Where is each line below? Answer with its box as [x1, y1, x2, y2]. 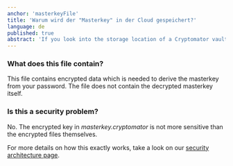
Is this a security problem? [7, 107, 98, 117]
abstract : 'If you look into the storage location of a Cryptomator [7, 36, 209, 43]
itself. [7, 90, 23, 98]
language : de [7, 23, 45, 30]
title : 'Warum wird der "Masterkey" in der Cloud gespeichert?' [7, 17, 197, 24]
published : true [7, 29, 54, 37]
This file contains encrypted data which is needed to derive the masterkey [7, 74, 220, 83]
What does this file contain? [7, 59, 104, 69]
